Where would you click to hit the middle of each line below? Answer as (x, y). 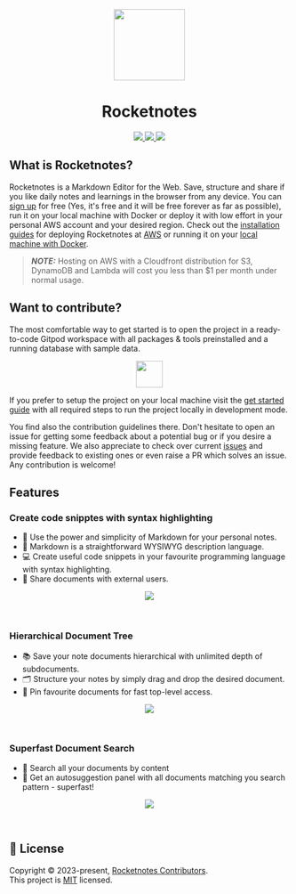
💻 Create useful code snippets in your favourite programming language (154, 557)
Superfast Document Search (72, 749)
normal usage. (57, 280)
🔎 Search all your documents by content (96, 768)
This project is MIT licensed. (61, 880)
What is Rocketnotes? (71, 165)
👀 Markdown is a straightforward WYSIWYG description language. (143, 547)
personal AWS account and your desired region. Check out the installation (144, 224)
